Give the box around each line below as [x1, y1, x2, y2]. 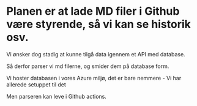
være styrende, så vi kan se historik [6, 17, 191, 31]
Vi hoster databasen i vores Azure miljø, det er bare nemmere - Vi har [6, 74, 182, 81]
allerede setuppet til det [6, 81, 66, 88]
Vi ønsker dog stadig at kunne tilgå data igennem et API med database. [6, 50, 185, 58]
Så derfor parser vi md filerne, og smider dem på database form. [6, 62, 169, 70]
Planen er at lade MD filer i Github [6, 4, 180, 18]
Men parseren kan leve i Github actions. [6, 93, 107, 100]
